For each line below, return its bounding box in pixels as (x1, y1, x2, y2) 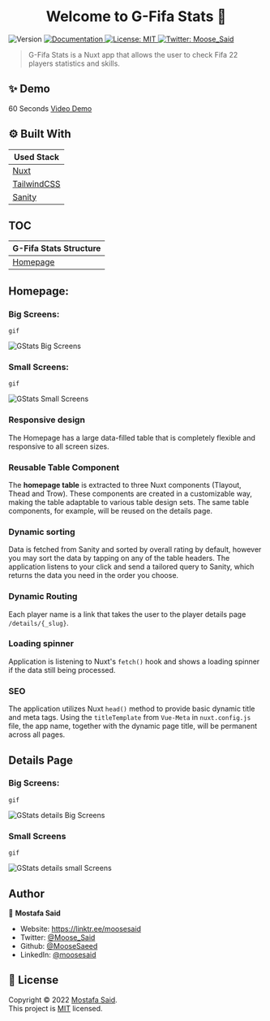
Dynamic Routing (8, 591, 78, 602)
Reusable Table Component (8, 462, 120, 473)
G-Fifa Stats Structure (12, 243, 101, 254)
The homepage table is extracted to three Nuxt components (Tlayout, (8, 480, 242, 489)
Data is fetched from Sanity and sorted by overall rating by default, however (8, 545, 262, 554)
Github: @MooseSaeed (19, 941, 98, 950)
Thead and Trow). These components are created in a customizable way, (8, 489, 253, 498)
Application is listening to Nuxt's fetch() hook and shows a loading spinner (8, 657, 260, 666)
